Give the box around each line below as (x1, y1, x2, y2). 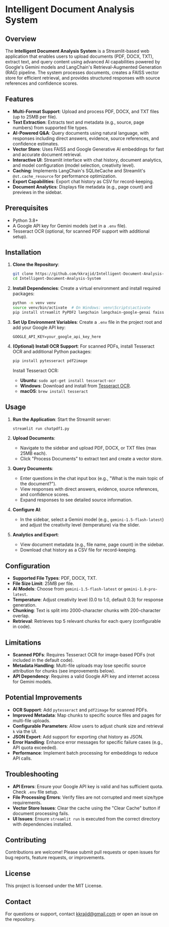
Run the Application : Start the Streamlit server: (12, 416, 111, 422)
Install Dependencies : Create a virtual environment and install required (12, 285, 161, 291)
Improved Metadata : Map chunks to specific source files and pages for (12, 712, 161, 718)
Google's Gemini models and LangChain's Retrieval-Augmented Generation (5, 64, 162, 70)
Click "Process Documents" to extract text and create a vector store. (20, 456, 163, 462)
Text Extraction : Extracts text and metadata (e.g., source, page (12, 119, 145, 125)
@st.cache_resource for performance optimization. (12, 173, 117, 179)
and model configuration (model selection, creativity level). (12, 162, 135, 168)
